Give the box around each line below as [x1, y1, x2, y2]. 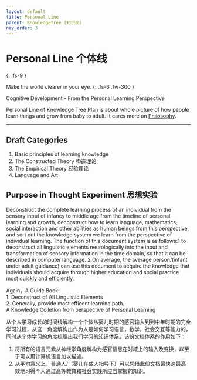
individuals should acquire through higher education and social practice [6, 268, 179, 275]
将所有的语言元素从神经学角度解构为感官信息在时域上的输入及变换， [14, 345, 179, 352]
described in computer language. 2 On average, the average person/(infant [6, 256, 188, 263]
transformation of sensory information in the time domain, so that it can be [6, 249, 186, 256]
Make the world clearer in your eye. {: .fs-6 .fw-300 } [6, 84, 135, 91]
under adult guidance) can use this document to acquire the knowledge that [6, 262, 189, 269]
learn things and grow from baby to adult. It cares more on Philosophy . [6, 112, 177, 119]
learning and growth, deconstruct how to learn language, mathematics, [6, 218, 178, 225]
